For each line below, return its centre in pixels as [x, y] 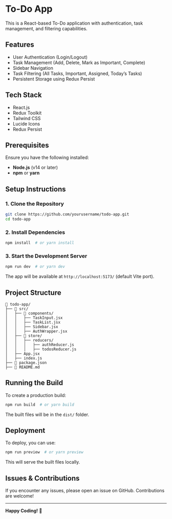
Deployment [25, 431]
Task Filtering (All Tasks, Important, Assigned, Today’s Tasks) [77, 73]
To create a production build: [36, 395]
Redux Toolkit [27, 113]
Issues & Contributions [42, 478]
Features [20, 45]
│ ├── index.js [24, 358]
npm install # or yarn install [40, 243]
